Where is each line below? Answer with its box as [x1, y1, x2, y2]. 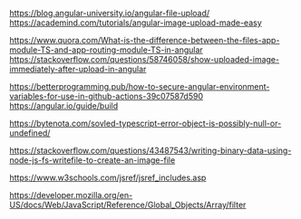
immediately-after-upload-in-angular [9, 63, 147, 74]
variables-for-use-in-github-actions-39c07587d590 [9, 90, 204, 101]
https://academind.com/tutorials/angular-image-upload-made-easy [9, 17, 262, 28]
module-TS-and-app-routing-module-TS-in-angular [9, 44, 204, 55]
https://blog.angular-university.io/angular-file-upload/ [9, 8, 210, 18]
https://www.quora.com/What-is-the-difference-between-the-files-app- [9, 35, 280, 45]
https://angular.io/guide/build [9, 100, 119, 111]
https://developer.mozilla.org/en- [9, 190, 133, 200]
